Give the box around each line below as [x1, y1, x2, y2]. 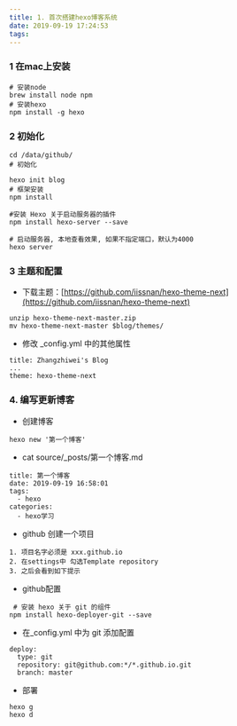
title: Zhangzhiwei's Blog [9, 356, 109, 365]
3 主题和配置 [9, 264, 64, 277]
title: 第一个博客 [9, 471, 71, 480]
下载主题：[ [21, 287, 65, 297]
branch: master [17, 667, 73, 677]
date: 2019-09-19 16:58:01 [9, 478, 109, 488]
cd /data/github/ [9, 150, 73, 160]
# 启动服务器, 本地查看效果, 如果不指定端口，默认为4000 [9, 234, 195, 244]
